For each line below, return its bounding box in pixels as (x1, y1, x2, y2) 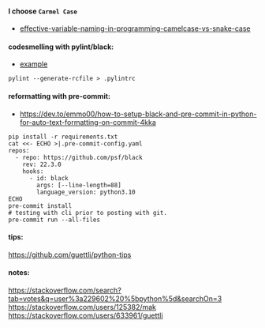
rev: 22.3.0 (22, 160, 62, 168)
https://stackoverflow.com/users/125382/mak (8, 303, 156, 312)
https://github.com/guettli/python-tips (8, 250, 132, 259)
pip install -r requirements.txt (8, 133, 118, 141)
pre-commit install (8, 202, 73, 209)
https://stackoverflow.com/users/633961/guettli (8, 311, 163, 320)
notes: (8, 268, 30, 277)
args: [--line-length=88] (36, 181, 122, 189)
